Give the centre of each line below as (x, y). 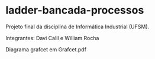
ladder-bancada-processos (75, 10)
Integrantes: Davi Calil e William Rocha (52, 38)
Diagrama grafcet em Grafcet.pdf (46, 49)
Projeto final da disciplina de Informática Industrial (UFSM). (77, 27)
